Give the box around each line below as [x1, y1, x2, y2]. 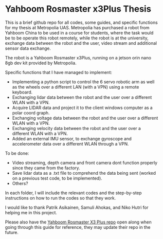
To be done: [5, 150, 29, 156]
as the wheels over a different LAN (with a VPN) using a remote [12, 84, 140, 90]
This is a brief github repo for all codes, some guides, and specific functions [5, 19, 158, 25]
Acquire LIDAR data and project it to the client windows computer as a [12, 105, 153, 110]
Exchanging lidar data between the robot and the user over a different [12, 94, 152, 100]
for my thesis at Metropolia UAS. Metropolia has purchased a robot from [5, 24, 150, 30]
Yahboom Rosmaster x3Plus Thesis [5, 3, 152, 15]
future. [5, 229, 18, 235]
